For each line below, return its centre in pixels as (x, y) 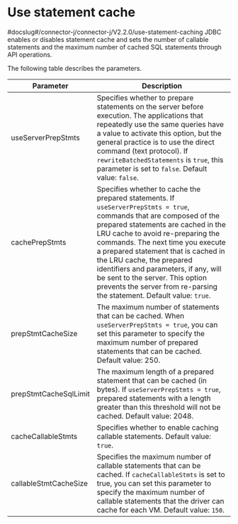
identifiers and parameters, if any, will (159, 269)
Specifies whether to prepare (145, 98)
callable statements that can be (149, 465)
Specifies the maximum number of (154, 457)
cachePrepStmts (39, 242)
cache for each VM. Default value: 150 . (160, 510)
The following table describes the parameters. (75, 68)
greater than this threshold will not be (159, 407)
